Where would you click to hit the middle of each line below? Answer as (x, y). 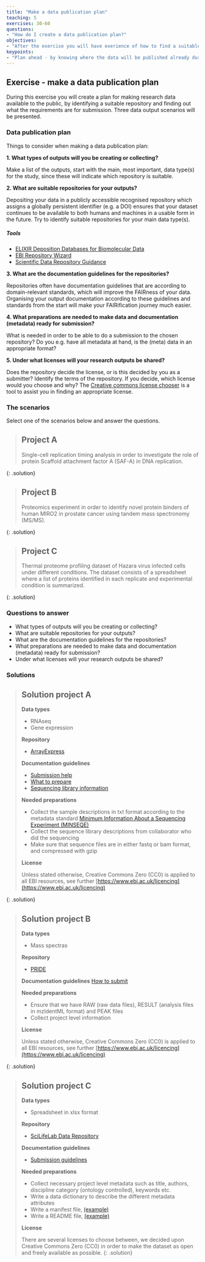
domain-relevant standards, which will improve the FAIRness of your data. (99, 292)
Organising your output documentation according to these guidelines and (99, 298)
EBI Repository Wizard (43, 255)
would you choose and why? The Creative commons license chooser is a (98, 385)
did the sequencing (55, 838)
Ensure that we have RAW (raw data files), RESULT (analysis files (112, 1005)
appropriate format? (31, 348)
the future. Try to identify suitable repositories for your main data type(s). (98, 219)
